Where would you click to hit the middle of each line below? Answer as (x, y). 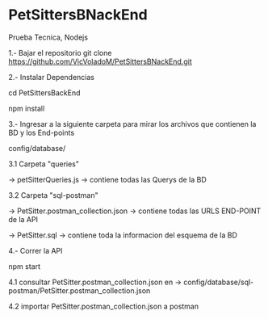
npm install (27, 108)
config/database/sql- (219, 282)
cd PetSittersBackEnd (44, 92)
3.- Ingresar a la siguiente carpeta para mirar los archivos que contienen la (132, 124)
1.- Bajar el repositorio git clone (60, 52)
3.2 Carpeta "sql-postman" (53, 195)
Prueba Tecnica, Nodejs (48, 37)
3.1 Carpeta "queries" (44, 164)
